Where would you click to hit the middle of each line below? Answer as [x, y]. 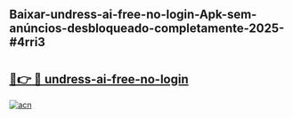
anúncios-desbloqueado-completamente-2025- [147, 29]
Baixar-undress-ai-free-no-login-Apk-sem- [133, 15]
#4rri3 [28, 42]
